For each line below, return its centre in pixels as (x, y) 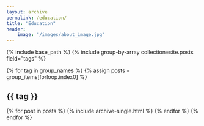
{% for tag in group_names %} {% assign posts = (68, 70)
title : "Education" (31, 23)
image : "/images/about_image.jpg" (61, 35)
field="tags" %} (26, 59)
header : (16, 29)
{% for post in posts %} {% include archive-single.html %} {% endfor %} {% (102, 111)
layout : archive (27, 12)
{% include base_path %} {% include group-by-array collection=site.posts (100, 52)
